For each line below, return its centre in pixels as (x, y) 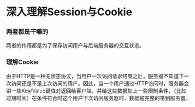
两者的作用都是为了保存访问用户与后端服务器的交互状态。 (75, 46)
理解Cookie (23, 62)
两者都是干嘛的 (27, 32)
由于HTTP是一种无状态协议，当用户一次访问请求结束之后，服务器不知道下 (95, 76)
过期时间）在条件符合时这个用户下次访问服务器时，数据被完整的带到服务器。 (98, 98)
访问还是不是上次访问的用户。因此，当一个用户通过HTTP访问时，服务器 (97, 83)
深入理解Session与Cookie (69, 12)
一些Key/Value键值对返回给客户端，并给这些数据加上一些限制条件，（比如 (99, 91)
